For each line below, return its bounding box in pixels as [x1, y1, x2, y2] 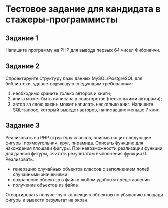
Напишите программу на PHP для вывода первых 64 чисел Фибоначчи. [5, 47, 160, 53]
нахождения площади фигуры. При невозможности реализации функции [5, 145, 163, 151]
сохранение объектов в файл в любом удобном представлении [12, 176, 150, 182]
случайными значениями [12, 171, 67, 177]
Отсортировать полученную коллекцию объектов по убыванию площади [5, 191, 163, 197]
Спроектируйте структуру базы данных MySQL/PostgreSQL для [5, 75, 143, 81]
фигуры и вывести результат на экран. [5, 197, 89, 203]
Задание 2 [5, 62, 40, 71]
